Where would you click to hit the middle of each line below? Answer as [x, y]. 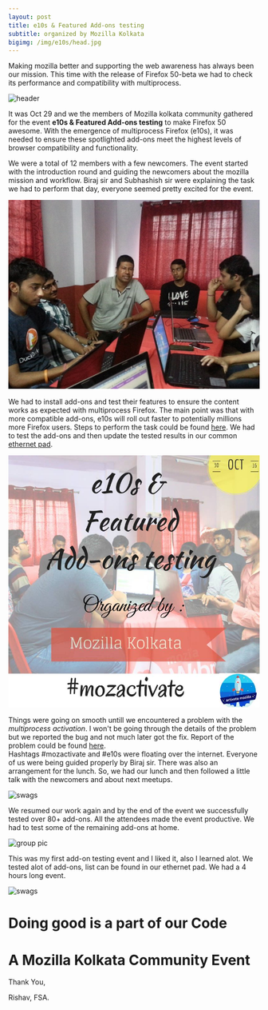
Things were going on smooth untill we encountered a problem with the [126, 721]
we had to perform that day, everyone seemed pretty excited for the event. [131, 189]
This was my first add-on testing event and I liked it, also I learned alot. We [131, 859]
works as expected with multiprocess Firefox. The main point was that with [131, 410]
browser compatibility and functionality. [73, 148]
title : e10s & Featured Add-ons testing [77, 25]
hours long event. [37, 876]
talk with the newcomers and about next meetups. [91, 780]
